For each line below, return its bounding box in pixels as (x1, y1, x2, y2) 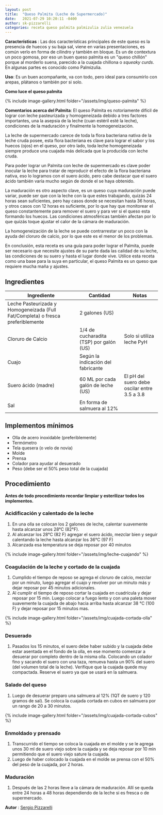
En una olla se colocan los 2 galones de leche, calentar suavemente (12, 521, 148, 527)
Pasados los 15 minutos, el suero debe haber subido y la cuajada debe (12, 643, 153, 649)
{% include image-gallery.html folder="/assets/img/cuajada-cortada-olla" (5, 615, 152, 621)
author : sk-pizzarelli (5, 20, 51, 26)
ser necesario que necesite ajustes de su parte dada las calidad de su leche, (5, 248, 158, 254)
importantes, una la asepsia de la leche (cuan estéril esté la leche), (5, 118, 138, 124)
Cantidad (88, 292, 111, 299)
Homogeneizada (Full (7, 306, 57, 313)
